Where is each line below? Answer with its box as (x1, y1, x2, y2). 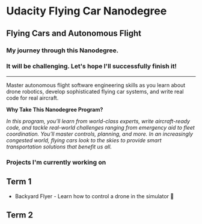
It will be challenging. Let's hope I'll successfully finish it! (6, 62, 177, 70)
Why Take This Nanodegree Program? (6, 106, 103, 113)
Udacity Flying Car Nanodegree (6, 4, 167, 18)
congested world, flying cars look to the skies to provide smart (6, 136, 162, 144)
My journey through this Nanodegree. (6, 46, 119, 55)
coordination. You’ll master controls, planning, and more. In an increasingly (6, 130, 194, 138)
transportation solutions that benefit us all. (6, 143, 112, 150)
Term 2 (6, 210, 33, 220)
